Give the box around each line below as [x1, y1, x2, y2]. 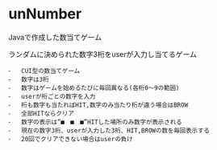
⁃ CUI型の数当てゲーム [8, 67, 81, 75]
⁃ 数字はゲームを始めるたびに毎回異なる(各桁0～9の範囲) [8, 83, 180, 92]
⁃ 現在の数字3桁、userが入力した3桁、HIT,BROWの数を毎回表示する [8, 126, 211, 135]
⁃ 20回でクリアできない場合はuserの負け [8, 135, 133, 143]
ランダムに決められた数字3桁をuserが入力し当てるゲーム [8, 49, 198, 59]
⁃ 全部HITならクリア [8, 109, 75, 117]
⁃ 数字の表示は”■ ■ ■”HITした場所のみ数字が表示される [8, 118, 183, 126]
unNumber [8, 5, 82, 23]
